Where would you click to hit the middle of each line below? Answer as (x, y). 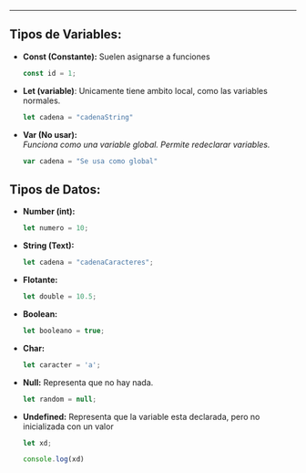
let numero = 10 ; (56, 228)
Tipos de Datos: (55, 189)
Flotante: (40, 280)
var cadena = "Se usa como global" (90, 161)
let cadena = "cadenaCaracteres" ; (88, 263)
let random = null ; (60, 399)
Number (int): (49, 212)
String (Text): (48, 246)
